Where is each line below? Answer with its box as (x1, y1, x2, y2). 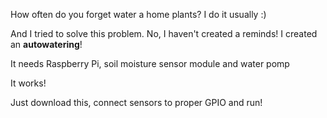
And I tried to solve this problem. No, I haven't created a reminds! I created (10, 28, 318, 39)
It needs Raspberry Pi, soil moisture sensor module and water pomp (10, 58, 290, 69)
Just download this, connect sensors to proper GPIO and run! (10, 97, 263, 108)
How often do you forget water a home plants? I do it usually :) (10, 9, 267, 20)
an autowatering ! (10, 39, 83, 50)
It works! (10, 77, 47, 89)
